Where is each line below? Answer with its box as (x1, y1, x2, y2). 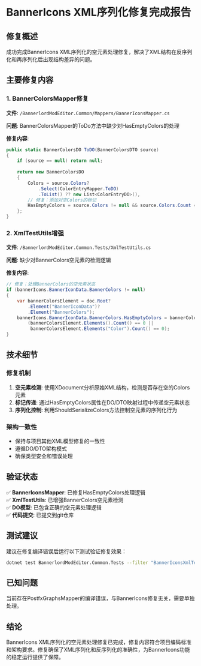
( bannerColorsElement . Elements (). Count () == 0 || (28, 320, 154, 326)
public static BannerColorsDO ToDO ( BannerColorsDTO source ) (6, 146, 160, 153)
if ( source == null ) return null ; (17, 158, 103, 164)
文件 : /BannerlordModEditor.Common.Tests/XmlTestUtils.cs (6, 244, 151, 251)
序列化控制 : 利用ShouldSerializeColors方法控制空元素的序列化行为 (14, 406, 178, 413)
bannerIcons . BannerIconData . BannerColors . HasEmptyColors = (17, 314, 167, 321)
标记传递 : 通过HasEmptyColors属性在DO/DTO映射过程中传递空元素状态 (14, 398, 190, 406)
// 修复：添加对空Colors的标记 (28, 197, 97, 203)
